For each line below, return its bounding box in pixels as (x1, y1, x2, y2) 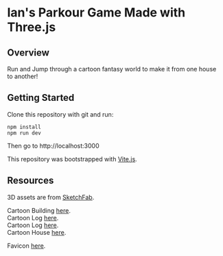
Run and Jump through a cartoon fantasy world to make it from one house (7, 65, 217, 73)
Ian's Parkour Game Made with (7, 5, 186, 21)
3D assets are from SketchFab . (7, 193, 95, 201)
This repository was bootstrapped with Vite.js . (7, 154, 137, 163)
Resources (7, 175, 54, 187)
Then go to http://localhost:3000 (7, 141, 99, 150)
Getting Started (7, 92, 75, 104)
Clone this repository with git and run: (7, 110, 114, 118)
